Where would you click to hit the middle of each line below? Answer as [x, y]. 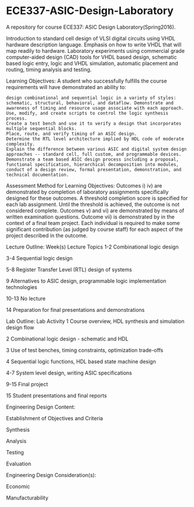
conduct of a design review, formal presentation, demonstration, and [94, 169]
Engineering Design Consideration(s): [51, 475]
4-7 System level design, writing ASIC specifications [69, 373]
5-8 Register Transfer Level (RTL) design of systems [69, 269]
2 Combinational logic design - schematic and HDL [67, 339]
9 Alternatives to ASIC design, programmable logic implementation [86, 281]
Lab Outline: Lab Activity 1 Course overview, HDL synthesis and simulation [95, 321]
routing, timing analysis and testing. [49, 69]
